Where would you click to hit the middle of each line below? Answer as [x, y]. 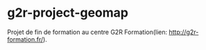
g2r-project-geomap [68, 13]
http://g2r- [184, 32]
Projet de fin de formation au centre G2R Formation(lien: [87, 32]
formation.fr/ [25, 39]
